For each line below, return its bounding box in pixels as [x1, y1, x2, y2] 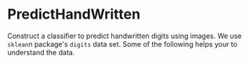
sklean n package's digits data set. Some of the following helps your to [7, 39, 238, 48]
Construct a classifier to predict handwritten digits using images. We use [7, 31, 242, 40]
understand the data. [7, 47, 75, 57]
